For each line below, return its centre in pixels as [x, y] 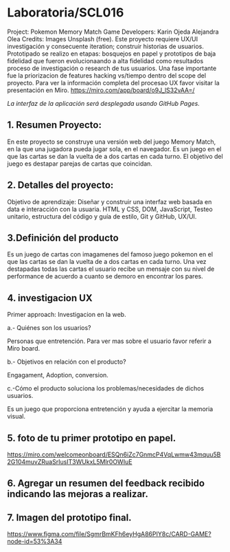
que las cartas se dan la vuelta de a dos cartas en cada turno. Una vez [107, 262]
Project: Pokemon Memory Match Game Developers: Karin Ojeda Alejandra [113, 32]
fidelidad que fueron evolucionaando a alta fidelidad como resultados [105, 60]
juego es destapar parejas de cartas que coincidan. [80, 164]
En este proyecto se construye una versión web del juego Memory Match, [112, 142]
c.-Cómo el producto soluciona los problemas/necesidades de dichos [106, 388]
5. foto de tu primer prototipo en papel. [92, 438]
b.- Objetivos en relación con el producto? [67, 362]
